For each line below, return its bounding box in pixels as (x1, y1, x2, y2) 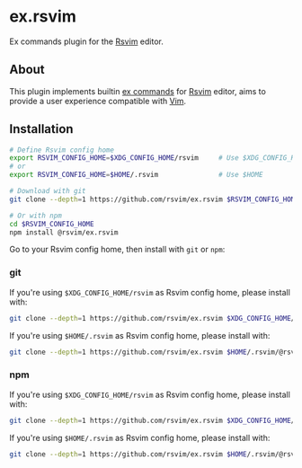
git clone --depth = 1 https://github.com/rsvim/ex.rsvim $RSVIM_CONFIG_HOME (9, 195, 299, 204)
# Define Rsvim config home (9, 146, 115, 155)
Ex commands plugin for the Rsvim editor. (9, 36, 164, 47)
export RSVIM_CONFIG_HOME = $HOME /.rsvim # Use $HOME (9, 171, 263, 180)
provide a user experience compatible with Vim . (9, 95, 187, 106)
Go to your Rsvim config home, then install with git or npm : (9, 244, 226, 255)
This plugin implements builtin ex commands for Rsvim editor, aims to (9, 85, 267, 96)
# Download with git (9, 187, 87, 196)
